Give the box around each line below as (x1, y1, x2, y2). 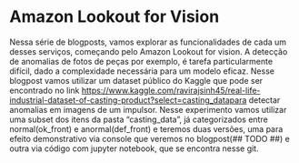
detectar (248, 94, 281, 106)
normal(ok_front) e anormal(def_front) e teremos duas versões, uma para (9, 123, 284, 134)
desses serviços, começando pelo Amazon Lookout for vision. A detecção (9, 46, 288, 56)
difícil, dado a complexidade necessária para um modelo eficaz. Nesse (9, 66, 275, 76)
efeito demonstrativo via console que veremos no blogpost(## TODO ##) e (9, 133, 291, 144)
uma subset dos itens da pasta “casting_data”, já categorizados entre (9, 114, 268, 125)
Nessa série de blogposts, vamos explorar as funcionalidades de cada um (9, 36, 287, 47)
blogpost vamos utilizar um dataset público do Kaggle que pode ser (9, 75, 264, 86)
